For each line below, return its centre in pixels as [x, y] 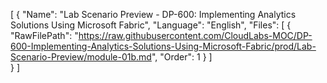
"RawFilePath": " [44, 35]
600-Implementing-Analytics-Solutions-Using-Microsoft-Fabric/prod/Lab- [163, 46]
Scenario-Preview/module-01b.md [81, 57]
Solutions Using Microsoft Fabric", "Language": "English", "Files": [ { [151, 25]
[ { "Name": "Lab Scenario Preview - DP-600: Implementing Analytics [153, 14]
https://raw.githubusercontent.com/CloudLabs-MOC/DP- [195, 35]
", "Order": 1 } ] [182, 57]
